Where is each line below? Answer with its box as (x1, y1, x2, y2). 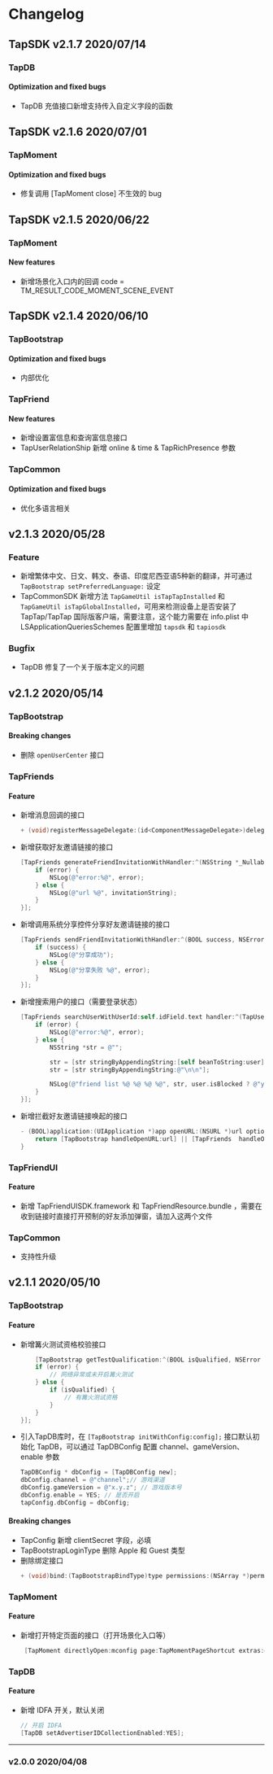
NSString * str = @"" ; (50, 1043, 123, 1051)
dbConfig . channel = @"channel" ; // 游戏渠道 (19, 1476, 165, 1484)
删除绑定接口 (19, 1556, 63, 1566)
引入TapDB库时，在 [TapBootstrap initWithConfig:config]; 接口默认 (19, 1431, 253, 1441)
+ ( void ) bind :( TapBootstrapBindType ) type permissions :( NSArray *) (19, 1572, 250, 1580)
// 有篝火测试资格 (63, 1393, 118, 1401)
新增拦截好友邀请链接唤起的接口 (19, 1112, 128, 1121)
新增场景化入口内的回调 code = (19, 276, 125, 286)
